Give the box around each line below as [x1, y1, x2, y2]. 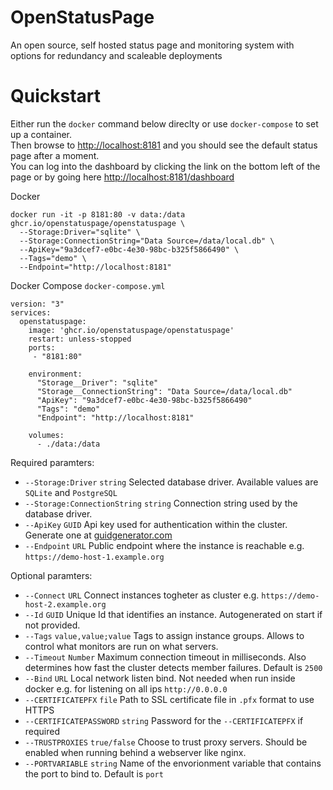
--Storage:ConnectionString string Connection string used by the [24, 497, 298, 509]
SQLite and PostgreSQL [24, 486, 118, 498]
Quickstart [10, 85, 102, 108]
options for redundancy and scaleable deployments [10, 49, 223, 61]
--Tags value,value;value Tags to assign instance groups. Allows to [24, 629, 305, 641]
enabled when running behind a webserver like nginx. [24, 746, 247, 758]
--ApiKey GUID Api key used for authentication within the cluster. [24, 518, 288, 530]
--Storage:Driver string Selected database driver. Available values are [24, 476, 319, 488]
